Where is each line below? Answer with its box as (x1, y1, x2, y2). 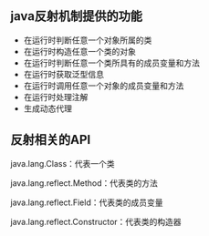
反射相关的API (10, 132, 91, 148)
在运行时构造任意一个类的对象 (23, 46, 136, 56)
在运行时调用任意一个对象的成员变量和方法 (23, 80, 184, 91)
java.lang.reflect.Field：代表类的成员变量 (10, 197, 163, 208)
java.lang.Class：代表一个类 (10, 158, 115, 169)
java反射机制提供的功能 (10, 8, 143, 25)
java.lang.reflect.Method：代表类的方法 (10, 177, 159, 189)
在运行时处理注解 (23, 91, 89, 102)
